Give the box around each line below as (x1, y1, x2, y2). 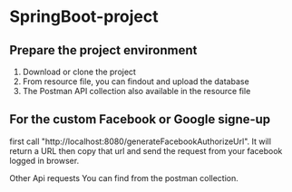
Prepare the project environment (9, 43, 198, 58)
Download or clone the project (22, 66, 136, 77)
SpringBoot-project (9, 6, 159, 27)
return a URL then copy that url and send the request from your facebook (9, 145, 283, 156)
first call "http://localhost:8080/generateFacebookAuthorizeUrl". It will (9, 136, 272, 147)
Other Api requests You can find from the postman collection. (9, 172, 238, 183)
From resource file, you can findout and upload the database (22, 76, 249, 87)
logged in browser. (9, 155, 80, 166)
